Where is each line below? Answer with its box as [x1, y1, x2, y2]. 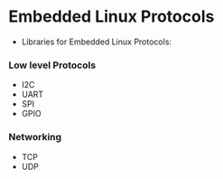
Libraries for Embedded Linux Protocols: [21, 36, 172, 47]
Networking [8, 131, 62, 144]
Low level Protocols [8, 59, 97, 71]
